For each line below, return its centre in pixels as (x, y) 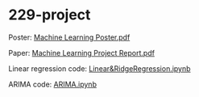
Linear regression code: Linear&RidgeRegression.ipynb (99, 68)
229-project (50, 15)
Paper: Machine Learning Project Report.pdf (82, 53)
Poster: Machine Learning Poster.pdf (69, 37)
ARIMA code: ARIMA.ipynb (52, 84)
